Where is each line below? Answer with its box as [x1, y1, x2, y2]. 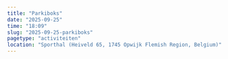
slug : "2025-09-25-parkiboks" [7, 28, 94, 36]
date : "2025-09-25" [7, 16, 63, 23]
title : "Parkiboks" [7, 9, 63, 17]
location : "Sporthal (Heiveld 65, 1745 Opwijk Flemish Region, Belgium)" [7, 41, 223, 48]
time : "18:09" [7, 22, 48, 29]
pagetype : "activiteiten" [7, 35, 81, 42]
